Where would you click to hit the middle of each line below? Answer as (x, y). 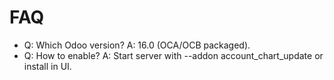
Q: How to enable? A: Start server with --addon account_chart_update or (173, 55)
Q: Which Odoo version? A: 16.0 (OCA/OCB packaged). (137, 45)
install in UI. (47, 66)
